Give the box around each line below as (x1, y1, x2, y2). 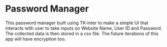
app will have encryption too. (5, 36, 66, 42)
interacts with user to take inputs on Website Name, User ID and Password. (5, 25, 162, 31)
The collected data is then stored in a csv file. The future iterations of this (5, 30, 159, 36)
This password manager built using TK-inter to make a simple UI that (5, 20, 149, 26)
